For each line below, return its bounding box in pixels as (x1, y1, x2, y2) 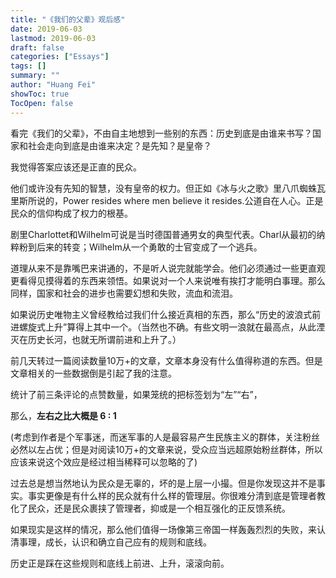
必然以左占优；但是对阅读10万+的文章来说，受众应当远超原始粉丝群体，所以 (10, 443, 323, 455)
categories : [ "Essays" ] (10, 52, 110, 62)
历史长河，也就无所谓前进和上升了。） (27, 333, 182, 345)
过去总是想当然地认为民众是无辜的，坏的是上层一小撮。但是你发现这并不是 (10, 477, 317, 489)
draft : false (10, 42, 65, 53)
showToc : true (10, 89, 70, 99)
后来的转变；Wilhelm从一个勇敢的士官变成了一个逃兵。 (36, 241, 263, 253)
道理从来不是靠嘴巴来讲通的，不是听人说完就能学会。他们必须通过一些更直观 (10, 262, 326, 274)
